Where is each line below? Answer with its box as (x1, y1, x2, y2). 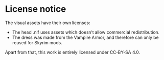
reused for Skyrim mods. (12, 39, 62, 45)
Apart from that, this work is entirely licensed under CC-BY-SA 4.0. (5, 49, 141, 55)
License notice (5, 3, 66, 15)
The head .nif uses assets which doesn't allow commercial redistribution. (12, 29, 160, 35)
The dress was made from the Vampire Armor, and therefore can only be (12, 34, 159, 40)
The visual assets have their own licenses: (5, 20, 91, 26)
